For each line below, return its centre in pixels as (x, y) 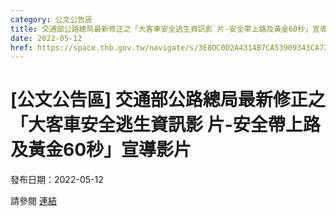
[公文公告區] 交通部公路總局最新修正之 (168, 100)
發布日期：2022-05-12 (57, 180)
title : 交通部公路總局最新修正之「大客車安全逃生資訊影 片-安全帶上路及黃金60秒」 (161, 29)
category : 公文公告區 (51, 19)
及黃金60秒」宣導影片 (101, 150)
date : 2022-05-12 (46, 38)
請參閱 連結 (33, 201)
